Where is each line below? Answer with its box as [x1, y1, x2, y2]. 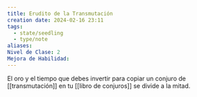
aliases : [7, 42, 33, 49]
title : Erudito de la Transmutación [7, 10, 113, 17]
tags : [7, 23, 23, 30]
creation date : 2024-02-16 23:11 [7, 17, 104, 24]
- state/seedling [13, 29, 64, 37]
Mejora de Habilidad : [7, 55, 70, 62]
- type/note [13, 36, 49, 43]
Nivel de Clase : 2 [7, 49, 60, 56]
